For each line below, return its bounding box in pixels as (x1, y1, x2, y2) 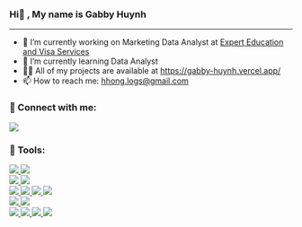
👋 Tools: (9, 144, 46, 156)
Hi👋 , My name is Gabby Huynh (9, 8, 147, 21)
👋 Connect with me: (9, 101, 97, 114)
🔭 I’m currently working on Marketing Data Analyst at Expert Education (22, 37, 284, 48)
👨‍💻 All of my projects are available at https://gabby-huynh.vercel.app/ (22, 65, 281, 76)
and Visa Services (22, 47, 90, 57)
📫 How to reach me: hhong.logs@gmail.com (22, 75, 189, 86)
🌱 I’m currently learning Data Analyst (22, 56, 159, 66)
